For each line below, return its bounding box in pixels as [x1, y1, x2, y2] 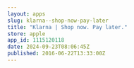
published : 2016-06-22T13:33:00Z [7, 50, 106, 57]
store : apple [7, 30, 46, 38]
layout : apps [7, 10, 46, 18]
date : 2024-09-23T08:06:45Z [7, 43, 90, 50]
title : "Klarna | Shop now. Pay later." [7, 23, 128, 30]
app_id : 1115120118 [7, 37, 65, 44]
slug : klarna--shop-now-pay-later [7, 17, 109, 24]
